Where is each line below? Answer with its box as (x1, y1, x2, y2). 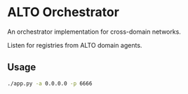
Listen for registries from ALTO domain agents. (7, 41, 142, 49)
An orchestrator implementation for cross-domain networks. (7, 27, 181, 36)
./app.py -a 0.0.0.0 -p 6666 (7, 80, 93, 87)
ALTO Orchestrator (7, 4, 119, 20)
